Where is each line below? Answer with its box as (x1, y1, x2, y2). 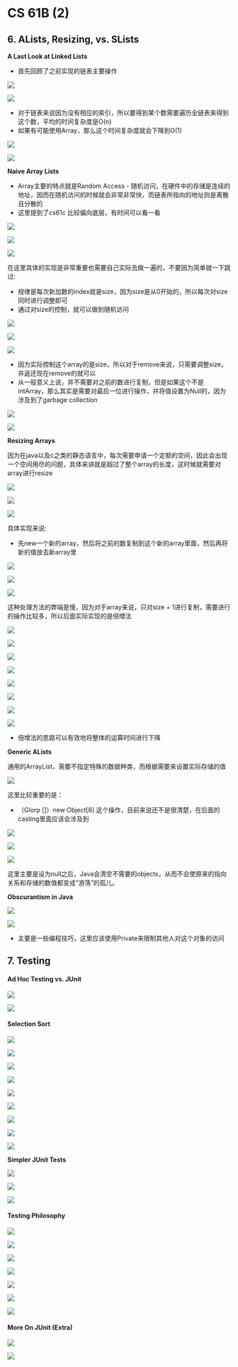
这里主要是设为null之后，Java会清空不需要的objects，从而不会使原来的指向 (7, 870, 227, 878)
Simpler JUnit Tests (7, 1155, 67, 1164)
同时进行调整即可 (17, 296, 68, 305)
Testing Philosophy (7, 1211, 66, 1220)
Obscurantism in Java (7, 893, 73, 901)
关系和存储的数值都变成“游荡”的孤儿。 (7, 878, 119, 887)
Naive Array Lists (7, 167, 59, 175)
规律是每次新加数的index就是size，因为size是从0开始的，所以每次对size (17, 288, 228, 295)
